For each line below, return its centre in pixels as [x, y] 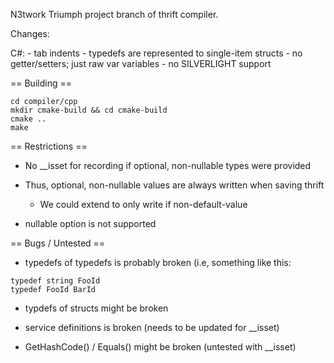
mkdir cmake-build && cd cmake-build [89, 110]
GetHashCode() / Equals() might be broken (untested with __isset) [160, 347]
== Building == [41, 83]
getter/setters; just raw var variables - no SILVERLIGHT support [141, 63]
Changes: [30, 33]
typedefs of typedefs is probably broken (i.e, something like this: [158, 262]
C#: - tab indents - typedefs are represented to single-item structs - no [156, 53]
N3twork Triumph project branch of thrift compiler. [114, 14]
